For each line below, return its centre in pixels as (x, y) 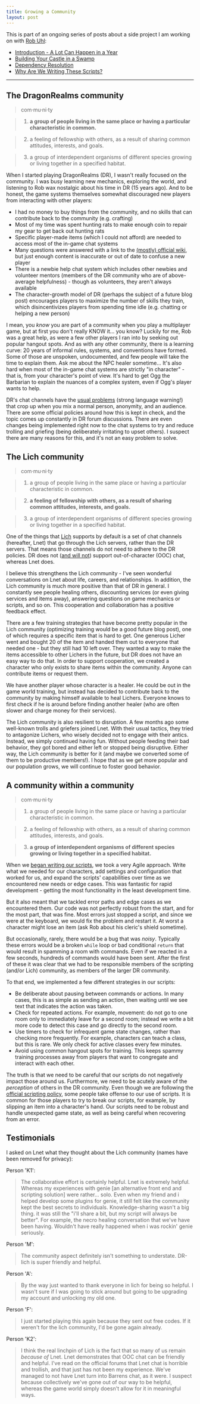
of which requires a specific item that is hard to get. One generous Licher (96, 635)
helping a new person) (42, 313)
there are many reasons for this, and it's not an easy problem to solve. (92, 438)
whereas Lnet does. (30, 562)
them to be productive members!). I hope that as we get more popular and (97, 760)
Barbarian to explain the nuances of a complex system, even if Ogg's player (99, 382)
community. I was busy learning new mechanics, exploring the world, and (96, 181)
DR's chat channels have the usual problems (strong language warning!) (95, 400)
